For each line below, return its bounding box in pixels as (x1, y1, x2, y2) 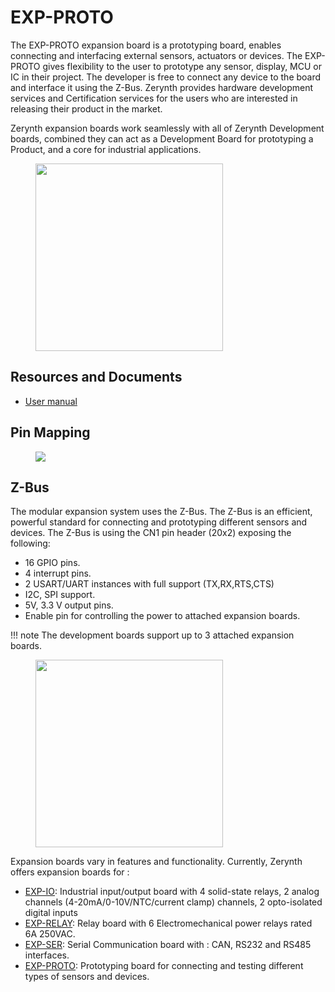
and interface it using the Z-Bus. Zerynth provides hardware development (10, 81, 314, 93)
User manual (24, 395, 78, 407)
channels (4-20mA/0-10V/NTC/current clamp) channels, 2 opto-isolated (24, 896, 323, 908)
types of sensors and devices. (24, 971, 150, 983)
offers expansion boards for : (10, 866, 130, 878)
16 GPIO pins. (24, 557, 81, 569)
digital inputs (24, 907, 78, 919)
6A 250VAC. (24, 928, 76, 940)
